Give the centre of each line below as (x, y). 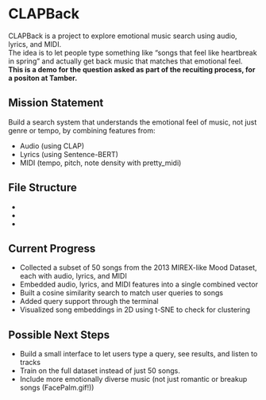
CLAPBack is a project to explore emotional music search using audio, (123, 36)
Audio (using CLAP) (52, 146)
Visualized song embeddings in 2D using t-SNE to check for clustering (135, 310)
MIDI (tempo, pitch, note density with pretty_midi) (100, 163)
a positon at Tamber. (43, 78)
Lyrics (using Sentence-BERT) (69, 154)
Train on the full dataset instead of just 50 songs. (100, 371)
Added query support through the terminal (89, 302)
